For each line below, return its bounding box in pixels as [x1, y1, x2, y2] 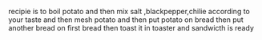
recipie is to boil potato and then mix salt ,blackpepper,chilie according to [8, 7, 250, 16]
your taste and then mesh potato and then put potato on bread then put [8, 15, 244, 24]
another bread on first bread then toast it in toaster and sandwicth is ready [8, 24, 254, 32]
